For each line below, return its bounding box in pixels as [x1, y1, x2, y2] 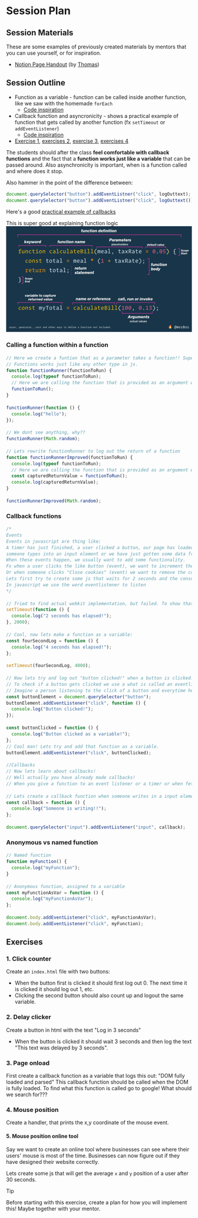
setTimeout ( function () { [6, 607, 70, 613]
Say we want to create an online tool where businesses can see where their [6, 1146, 190, 1153]
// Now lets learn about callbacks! [6, 768, 96, 774]
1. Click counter [6, 955, 52, 963]
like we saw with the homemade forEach [14, 100, 113, 107]
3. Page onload [6, 1059, 50, 1067]
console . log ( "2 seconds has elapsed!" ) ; [11, 613, 112, 619]
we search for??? [6, 1091, 48, 1098]
